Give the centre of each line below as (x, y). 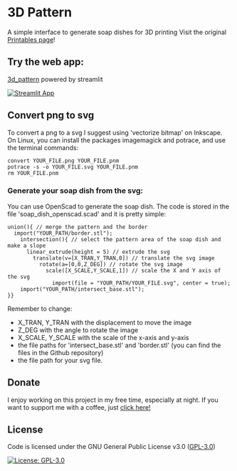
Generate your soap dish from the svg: (75, 191)
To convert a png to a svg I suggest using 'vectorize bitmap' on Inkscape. (115, 132)
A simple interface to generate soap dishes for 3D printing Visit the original (117, 32)
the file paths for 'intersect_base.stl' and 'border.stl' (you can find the (119, 345)
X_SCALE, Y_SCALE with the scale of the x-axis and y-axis (103, 337)
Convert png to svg (51, 116)
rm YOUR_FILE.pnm (33, 173)
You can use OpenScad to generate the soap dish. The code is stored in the (118, 206)
